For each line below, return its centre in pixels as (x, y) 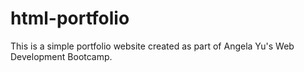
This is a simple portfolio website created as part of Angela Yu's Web (152, 46)
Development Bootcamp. (61, 56)
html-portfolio (70, 18)
